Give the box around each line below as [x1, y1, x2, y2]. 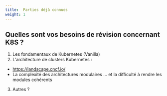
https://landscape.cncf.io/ [12, 66, 66, 72]
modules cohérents [12, 77, 52, 83]
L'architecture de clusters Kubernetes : [12, 57, 92, 63]
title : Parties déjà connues [5, 7, 68, 12]
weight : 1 [5, 12, 26, 17]
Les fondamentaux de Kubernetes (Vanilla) [12, 51, 100, 57]
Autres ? [12, 87, 30, 93]
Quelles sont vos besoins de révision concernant [5, 30, 161, 39]
